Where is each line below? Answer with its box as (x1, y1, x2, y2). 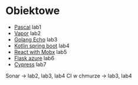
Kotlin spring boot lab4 (14, 42, 70, 49)
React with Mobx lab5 (14, 48, 67, 55)
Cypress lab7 (14, 60, 47, 68)
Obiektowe (5, 4, 60, 18)
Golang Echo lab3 (14, 36, 58, 43)
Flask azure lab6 (14, 55, 54, 62)
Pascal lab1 (14, 23, 42, 30)
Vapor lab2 (14, 29, 41, 36)
